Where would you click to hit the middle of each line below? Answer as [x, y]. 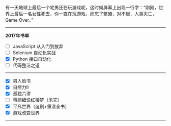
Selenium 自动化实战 [34, 53]
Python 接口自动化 [32, 59]
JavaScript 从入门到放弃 [38, 46]
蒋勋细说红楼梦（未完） [37, 100]
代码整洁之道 [26, 65]
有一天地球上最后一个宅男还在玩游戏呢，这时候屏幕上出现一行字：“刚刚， [82, 7]
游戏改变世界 [26, 112]
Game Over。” [19, 20]
